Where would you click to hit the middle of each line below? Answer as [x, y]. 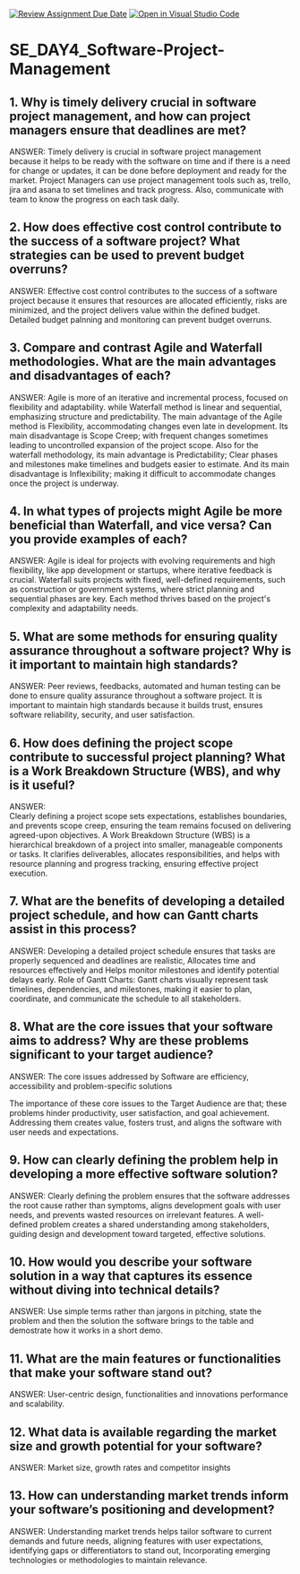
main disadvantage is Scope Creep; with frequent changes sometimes [139, 436]
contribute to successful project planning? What [147, 757]
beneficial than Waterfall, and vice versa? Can [141, 526]
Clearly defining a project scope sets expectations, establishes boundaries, [148, 817]
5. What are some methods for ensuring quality [144, 636]
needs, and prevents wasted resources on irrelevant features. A [127, 1215]
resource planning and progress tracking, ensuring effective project [134, 864]
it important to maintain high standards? [124, 665]
